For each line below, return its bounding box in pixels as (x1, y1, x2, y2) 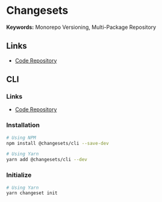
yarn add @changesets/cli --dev (6, 157, 87, 163)
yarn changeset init (6, 190, 58, 196)
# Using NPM (6, 135, 36, 141)
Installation (6, 121, 40, 129)
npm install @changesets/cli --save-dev (6, 140, 110, 146)
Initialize (6, 171, 32, 179)
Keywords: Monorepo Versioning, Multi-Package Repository (6, 23, 157, 31)
